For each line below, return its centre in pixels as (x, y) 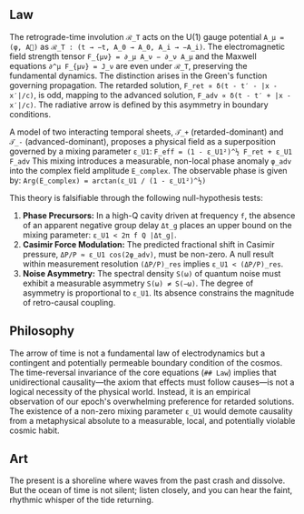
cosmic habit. (35, 430)
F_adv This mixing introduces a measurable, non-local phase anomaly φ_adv (151, 161)
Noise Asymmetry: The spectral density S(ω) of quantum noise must (152, 273)
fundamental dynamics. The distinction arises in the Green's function (138, 76)
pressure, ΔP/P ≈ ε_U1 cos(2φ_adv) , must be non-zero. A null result (148, 254)
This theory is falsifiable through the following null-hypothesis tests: (136, 197)
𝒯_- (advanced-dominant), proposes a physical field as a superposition (142, 141)
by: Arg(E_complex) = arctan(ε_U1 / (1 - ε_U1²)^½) (108, 180)
